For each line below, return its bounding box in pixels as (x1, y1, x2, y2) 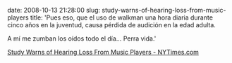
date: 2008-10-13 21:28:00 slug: (7, 6, 101, 14)
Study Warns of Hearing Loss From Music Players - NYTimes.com (7, 48, 200, 56)
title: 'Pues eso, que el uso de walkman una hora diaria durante (30, 13, 214, 22)
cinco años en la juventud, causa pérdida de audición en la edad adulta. (7, 21, 216, 29)
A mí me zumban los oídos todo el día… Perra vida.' (7, 34, 157, 43)
